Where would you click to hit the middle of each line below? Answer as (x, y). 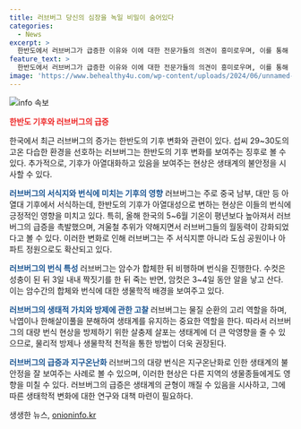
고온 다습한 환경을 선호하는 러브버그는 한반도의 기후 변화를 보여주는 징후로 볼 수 (148, 151)
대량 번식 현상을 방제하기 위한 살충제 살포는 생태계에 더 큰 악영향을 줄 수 (151, 331)
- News (30, 34)
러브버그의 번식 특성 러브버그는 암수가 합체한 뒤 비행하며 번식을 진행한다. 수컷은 (147, 268)
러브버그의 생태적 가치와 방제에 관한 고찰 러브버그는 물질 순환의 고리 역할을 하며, (148, 309)
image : (21, 76)
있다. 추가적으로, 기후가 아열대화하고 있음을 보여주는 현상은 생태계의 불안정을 (143, 163)
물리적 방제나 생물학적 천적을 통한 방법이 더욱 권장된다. (131, 343)
